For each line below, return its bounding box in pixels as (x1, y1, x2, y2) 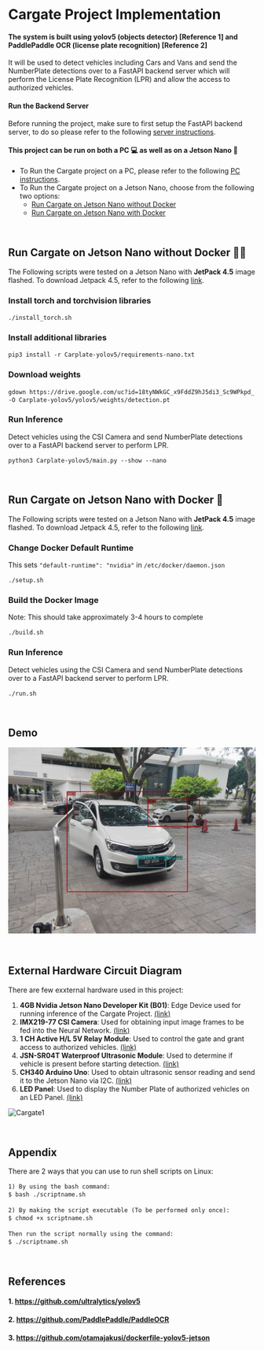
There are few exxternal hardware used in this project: (8, 985, 184, 995)
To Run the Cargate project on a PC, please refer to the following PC (19, 165, 240, 175)
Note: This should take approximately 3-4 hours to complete (8, 612, 203, 622)
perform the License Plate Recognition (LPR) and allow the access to (8, 75, 230, 84)
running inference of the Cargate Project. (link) (19, 1009, 171, 1018)
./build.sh (8, 629, 44, 637)
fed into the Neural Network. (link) (19, 1025, 130, 1035)
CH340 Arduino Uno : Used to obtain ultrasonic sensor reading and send (19, 1067, 255, 1077)
